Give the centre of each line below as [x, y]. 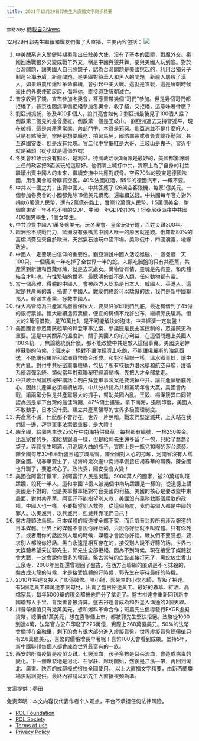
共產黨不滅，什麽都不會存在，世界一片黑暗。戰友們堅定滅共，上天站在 [101, 417]
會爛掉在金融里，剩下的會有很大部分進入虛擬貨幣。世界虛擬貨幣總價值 [101, 632]
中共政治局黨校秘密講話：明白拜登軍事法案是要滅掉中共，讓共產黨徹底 [101, 380]
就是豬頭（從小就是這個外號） [51, 150]
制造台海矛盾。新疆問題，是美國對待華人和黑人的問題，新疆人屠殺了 [98, 76]
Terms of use [31, 725]
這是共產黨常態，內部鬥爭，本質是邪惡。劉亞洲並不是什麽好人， [113, 128]
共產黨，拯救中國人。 [67, 298]
